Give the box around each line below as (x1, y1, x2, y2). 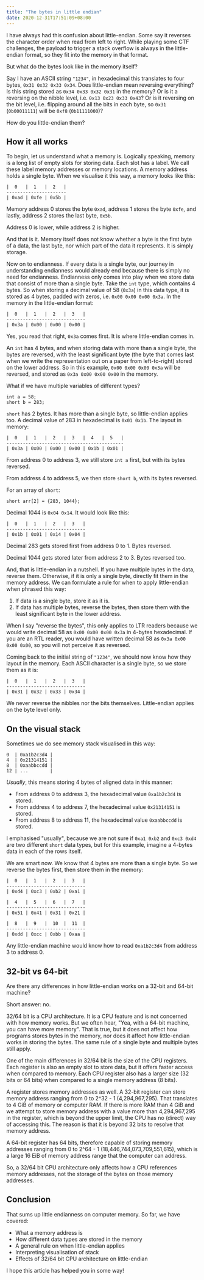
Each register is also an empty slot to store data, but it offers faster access (6, 1063, 193, 1070)
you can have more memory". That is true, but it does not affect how (6, 1025, 178, 1033)
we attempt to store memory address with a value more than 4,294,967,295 (6, 1107, 196, 1115)
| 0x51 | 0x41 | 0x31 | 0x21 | (6, 910, 86, 916)
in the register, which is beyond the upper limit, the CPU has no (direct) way (6, 1114, 196, 1121)
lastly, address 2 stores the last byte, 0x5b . (6, 212, 113, 219)
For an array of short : (6, 486, 60, 494)
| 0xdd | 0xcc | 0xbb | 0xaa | (6, 931, 86, 938)
